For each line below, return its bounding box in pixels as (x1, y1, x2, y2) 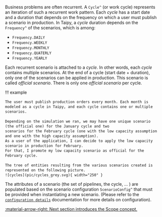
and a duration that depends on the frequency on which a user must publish (5, 15, 157, 20)
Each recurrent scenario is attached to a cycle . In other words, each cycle (5, 64, 152, 70)
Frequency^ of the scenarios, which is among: (5, 25, 96, 31)
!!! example (5, 90, 27, 95)
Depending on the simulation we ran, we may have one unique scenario (5, 119, 151, 124)
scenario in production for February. (5, 143, 83, 148)
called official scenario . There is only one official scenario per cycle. (5, 80, 142, 86)
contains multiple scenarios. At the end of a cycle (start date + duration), (5, 70, 150, 75)
